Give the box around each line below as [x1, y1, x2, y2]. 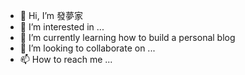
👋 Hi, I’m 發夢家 [19, 10, 84, 21]
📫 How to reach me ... [19, 54, 113, 65]
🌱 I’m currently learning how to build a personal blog [19, 32, 236, 43]
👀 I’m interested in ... [19, 21, 105, 33]
